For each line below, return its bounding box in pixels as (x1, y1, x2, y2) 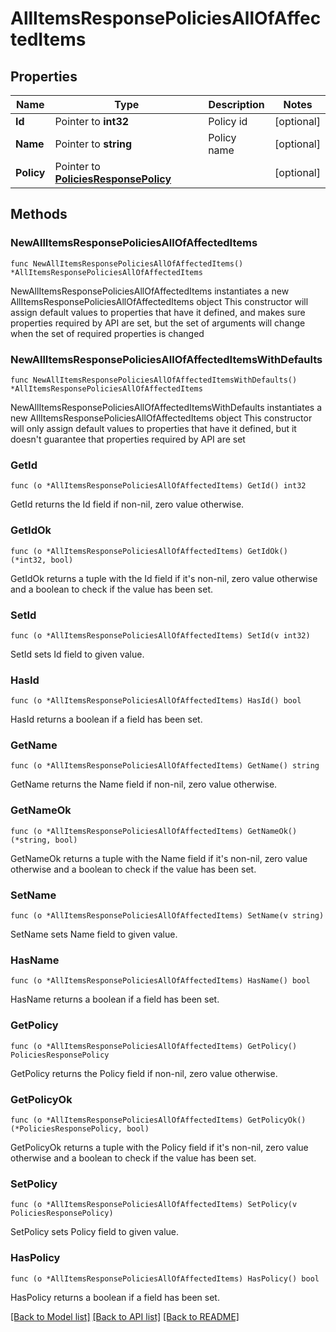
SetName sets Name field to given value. (10, 928, 178, 941)
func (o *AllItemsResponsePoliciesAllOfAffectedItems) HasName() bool (10, 976, 311, 986)
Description (208, 98, 265, 111)
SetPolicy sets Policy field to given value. (10, 1226, 180, 1238)
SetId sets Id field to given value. (10, 648, 145, 660)
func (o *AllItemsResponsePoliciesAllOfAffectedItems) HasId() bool (10, 696, 302, 706)
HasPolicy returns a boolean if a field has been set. (10, 1291, 220, 1303)
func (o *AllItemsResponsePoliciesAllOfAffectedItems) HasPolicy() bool (10, 1273, 320, 1284)
